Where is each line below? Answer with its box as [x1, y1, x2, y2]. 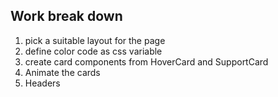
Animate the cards [24, 66, 101, 78]
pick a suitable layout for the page [24, 34, 166, 46]
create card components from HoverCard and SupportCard [24, 55, 269, 68]
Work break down [10, 8, 123, 25]
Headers [24, 77, 61, 89]
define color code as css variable [24, 45, 163, 57]
